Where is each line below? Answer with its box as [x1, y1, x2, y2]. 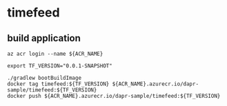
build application [7, 32, 81, 44]
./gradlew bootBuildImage [7, 74, 81, 81]
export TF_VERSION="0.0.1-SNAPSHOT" [7, 63, 112, 70]
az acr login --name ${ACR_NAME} [7, 50, 103, 57]
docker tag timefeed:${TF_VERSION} [7, 81, 110, 87]
